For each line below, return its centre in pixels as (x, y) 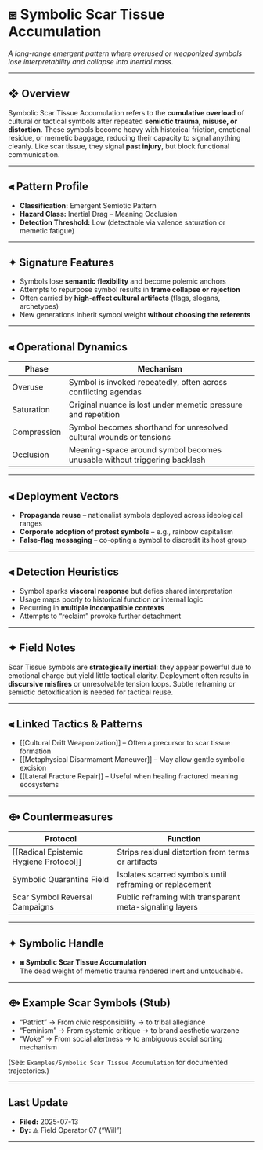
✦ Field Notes (42, 648)
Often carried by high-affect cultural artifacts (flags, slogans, (120, 298)
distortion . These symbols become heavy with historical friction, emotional (129, 129)
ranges (31, 523)
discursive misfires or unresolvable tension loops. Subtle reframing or (122, 683)
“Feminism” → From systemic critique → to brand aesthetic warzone (129, 1030)
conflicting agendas (106, 392)
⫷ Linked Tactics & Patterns (76, 724)
